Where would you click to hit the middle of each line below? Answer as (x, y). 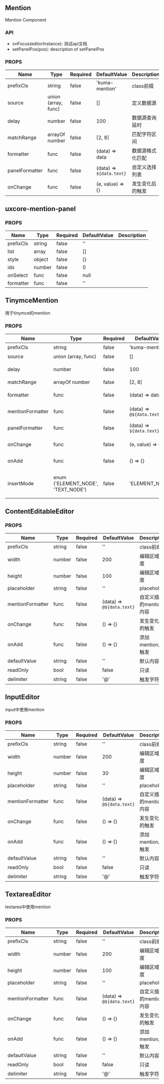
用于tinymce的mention (28, 313)
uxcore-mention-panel (41, 209)
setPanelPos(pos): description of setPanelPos (58, 49)
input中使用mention (25, 709)
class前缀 (143, 86)
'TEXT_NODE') (70, 489)
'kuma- (105, 83)
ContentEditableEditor (40, 511)
